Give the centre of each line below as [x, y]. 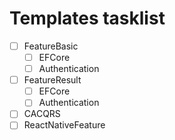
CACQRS [42, 114]
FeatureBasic [51, 46]
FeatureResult [52, 80]
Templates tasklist [87, 18]
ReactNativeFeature [64, 125]
